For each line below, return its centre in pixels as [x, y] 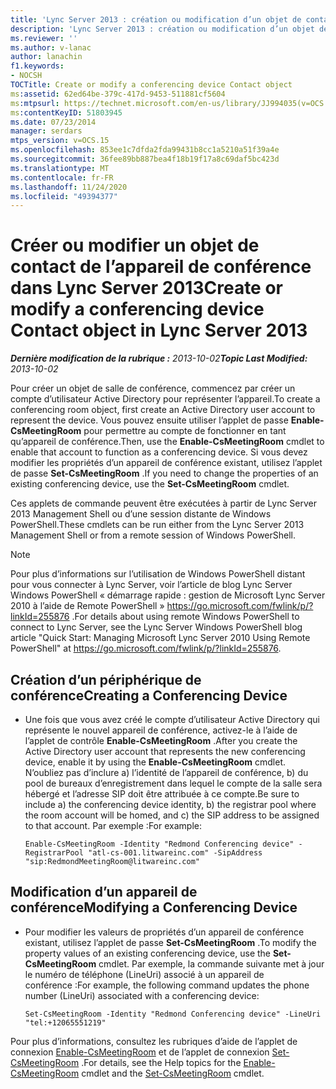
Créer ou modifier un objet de [135, 245]
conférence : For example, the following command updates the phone [167, 985]
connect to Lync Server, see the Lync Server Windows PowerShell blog [156, 627]
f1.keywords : [37, 66]
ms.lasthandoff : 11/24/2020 [69, 187]
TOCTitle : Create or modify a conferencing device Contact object [151, 85]
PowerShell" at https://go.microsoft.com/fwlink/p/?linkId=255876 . [146, 648]
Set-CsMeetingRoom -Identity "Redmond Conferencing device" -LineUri [173, 1014]
